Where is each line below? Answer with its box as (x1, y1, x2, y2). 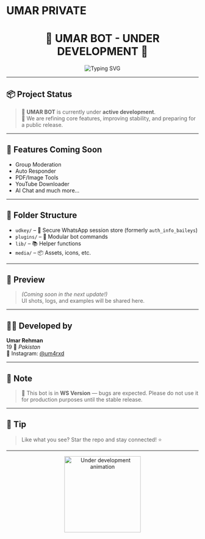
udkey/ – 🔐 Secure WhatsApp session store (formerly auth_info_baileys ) (15, 226, 198, 234)
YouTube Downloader (15, 180, 70, 187)
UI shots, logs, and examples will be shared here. (21, 297, 145, 305)
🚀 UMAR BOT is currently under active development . (21, 108, 156, 115)
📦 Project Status (6, 89, 73, 99)
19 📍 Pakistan (6, 343, 41, 351)
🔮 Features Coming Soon (6, 145, 103, 155)
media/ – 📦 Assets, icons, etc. (15, 248, 92, 256)
